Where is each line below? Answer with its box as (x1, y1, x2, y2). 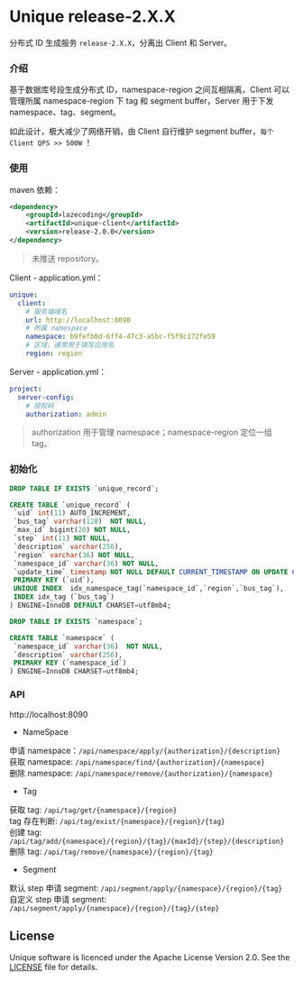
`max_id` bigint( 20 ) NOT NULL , (13, 526, 131, 535)
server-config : (17, 392, 75, 402)
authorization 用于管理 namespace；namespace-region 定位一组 (31, 426, 272, 438)
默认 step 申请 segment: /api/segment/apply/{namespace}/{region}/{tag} (9, 882, 282, 894)
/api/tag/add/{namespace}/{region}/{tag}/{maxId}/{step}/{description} (9, 837, 284, 846)
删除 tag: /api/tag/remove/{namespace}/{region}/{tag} (9, 846, 214, 857)
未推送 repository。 (31, 252, 104, 263)
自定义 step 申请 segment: (9, 894, 106, 904)
